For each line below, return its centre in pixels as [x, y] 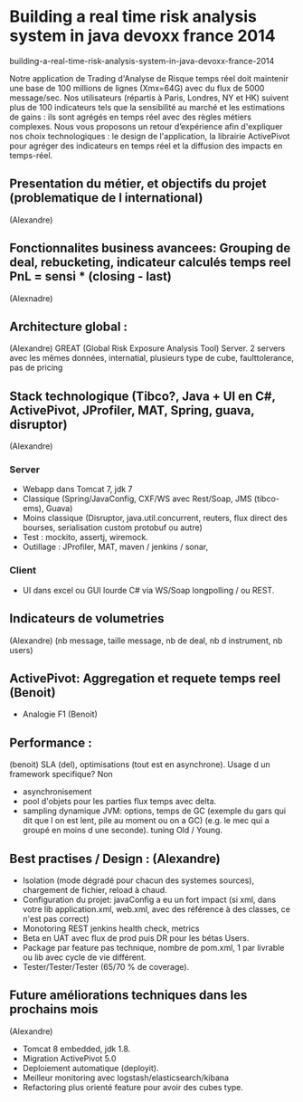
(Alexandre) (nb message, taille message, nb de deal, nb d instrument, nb [146, 641]
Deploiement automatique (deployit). [90, 1068]
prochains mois [54, 1009]
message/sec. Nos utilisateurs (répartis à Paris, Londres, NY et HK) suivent [149, 98]
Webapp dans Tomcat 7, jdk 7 [77, 489]
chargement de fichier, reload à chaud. [95, 890]
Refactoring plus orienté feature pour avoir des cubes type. [133, 1087]
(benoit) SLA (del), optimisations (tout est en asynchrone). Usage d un [140, 765]
